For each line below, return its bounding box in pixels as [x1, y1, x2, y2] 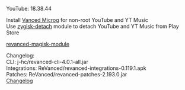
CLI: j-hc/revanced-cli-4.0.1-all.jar [6, 59, 89, 65]
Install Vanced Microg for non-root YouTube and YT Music [6, 17, 148, 23]
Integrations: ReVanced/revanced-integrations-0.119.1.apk [6, 65, 146, 72]
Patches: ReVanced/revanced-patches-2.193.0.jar [6, 71, 127, 78]
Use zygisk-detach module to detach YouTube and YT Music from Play [6, 23, 179, 30]
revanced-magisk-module [6, 41, 70, 47]
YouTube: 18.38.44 [6, 5, 52, 12]
